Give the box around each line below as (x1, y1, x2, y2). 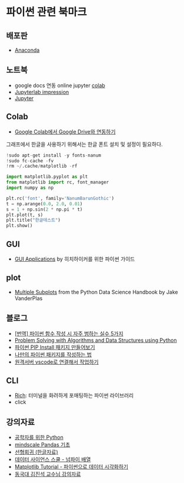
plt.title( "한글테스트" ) (6, 217, 61, 224)
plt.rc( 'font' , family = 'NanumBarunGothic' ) (6, 195, 115, 201)
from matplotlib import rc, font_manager (6, 179, 109, 185)
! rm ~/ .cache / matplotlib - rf (6, 163, 78, 169)
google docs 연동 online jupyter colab (14, 82, 106, 89)
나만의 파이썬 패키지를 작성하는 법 (14, 351, 92, 358)
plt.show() (6, 223, 33, 229)
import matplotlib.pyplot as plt (6, 174, 88, 180)
